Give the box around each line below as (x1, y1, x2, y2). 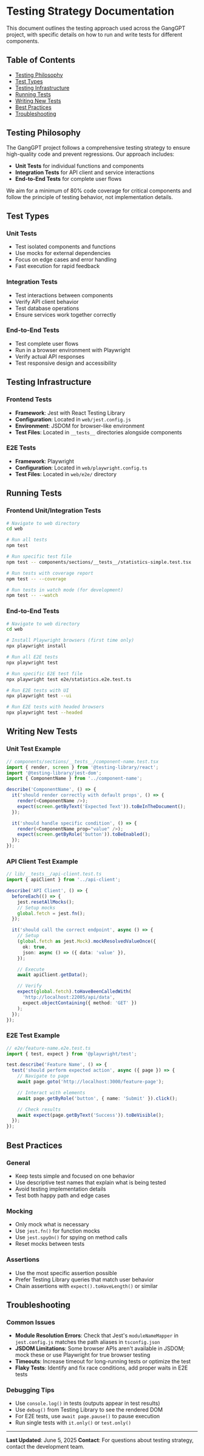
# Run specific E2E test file (6, 670, 83, 677)
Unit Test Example (6, 745, 61, 753)
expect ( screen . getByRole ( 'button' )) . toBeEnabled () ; (17, 831, 151, 838)
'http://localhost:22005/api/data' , (22, 994, 115, 1001)
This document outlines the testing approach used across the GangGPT (6, 24, 186, 32)
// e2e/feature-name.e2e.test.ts (6, 1045, 91, 1051)
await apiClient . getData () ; (17, 972, 88, 978)
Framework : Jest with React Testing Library (15, 409, 126, 417)
